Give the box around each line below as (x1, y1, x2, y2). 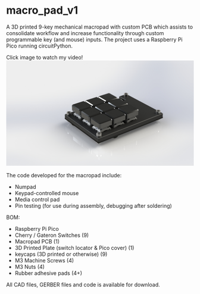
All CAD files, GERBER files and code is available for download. (6, 281, 161, 288)
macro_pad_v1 (6, 4, 79, 17)
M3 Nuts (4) (14, 263, 45, 270)
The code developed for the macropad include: (6, 171, 122, 179)
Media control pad (14, 196, 60, 203)
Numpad (14, 183, 37, 190)
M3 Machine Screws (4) (14, 257, 74, 264)
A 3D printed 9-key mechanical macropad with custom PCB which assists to (6, 23, 193, 30)
